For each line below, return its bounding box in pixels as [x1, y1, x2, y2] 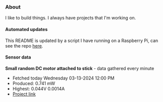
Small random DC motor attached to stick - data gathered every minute [5, 65, 154, 71]
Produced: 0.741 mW [12, 80, 55, 86]
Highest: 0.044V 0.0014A [12, 85, 65, 91]
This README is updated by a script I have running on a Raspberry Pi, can [5, 37, 158, 43]
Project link [12, 91, 36, 97]
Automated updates [5, 26, 48, 32]
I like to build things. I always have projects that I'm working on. [5, 15, 136, 21]
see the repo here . [5, 42, 44, 48]
